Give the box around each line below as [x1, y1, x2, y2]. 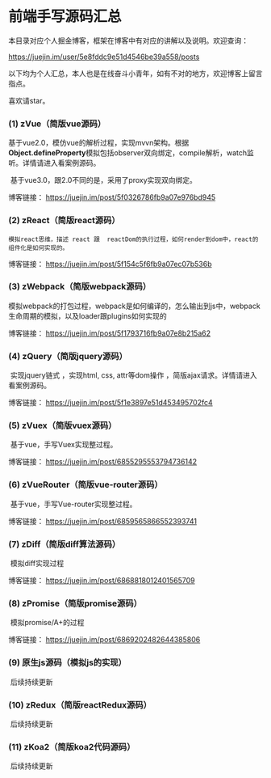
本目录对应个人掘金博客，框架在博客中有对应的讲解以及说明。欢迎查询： [8, 36, 248, 45]
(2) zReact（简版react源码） [8, 215, 120, 226]
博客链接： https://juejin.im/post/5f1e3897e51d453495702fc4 [8, 398, 213, 408]
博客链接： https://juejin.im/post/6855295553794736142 [8, 457, 198, 467]
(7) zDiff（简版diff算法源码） [8, 539, 121, 550]
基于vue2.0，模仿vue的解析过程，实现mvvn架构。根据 [8, 138, 190, 148]
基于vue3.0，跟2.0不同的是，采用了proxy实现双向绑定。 [10, 175, 198, 185]
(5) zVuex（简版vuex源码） [8, 420, 117, 431]
